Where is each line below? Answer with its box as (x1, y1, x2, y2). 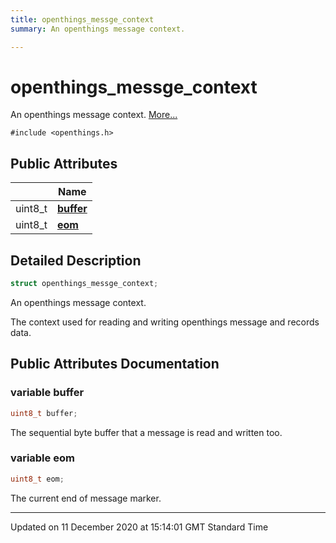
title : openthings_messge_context (10, 14, 155, 25)
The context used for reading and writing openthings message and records (10, 316, 320, 328)
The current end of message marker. (10, 492, 162, 504)
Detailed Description (10, 252, 142, 269)
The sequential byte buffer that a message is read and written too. (10, 426, 283, 438)
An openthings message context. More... (10, 109, 178, 121)
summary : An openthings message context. (10, 24, 186, 34)
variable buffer (10, 386, 85, 400)
